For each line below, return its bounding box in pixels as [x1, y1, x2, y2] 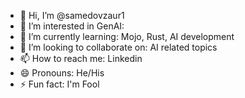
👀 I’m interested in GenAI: [19, 20, 125, 32]
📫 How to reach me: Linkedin [19, 53, 143, 64]
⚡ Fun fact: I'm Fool [19, 78, 100, 90]
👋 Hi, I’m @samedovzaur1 [19, 10, 125, 21]
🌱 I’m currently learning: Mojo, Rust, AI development [19, 31, 235, 42]
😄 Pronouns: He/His [19, 67, 105, 79]
